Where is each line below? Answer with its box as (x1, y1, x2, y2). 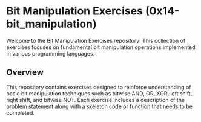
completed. (6, 109, 35, 116)
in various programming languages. (6, 50, 95, 57)
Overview (6, 68, 44, 78)
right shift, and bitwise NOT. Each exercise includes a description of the (6, 96, 185, 103)
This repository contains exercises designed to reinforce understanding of (6, 83, 191, 91)
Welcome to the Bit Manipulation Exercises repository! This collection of (6, 37, 186, 44)
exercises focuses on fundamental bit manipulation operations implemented (6, 43, 196, 51)
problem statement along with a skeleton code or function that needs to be (6, 103, 193, 110)
